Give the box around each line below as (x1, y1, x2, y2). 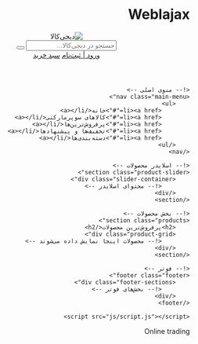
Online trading (144, 326, 190, 335)
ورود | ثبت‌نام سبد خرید (32, 49, 101, 60)
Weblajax (128, 5, 190, 24)
